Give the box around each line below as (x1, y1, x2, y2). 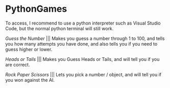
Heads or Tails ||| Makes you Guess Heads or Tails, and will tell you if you (5, 56, 160, 62)
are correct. (5, 61, 30, 68)
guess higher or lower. (5, 46, 53, 52)
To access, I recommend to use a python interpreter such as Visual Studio (5, 20, 161, 26)
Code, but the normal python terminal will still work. (5, 25, 114, 31)
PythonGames (5, 3, 67, 15)
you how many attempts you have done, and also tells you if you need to (5, 40, 158, 47)
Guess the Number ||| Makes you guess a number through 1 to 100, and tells (5, 35, 165, 41)
